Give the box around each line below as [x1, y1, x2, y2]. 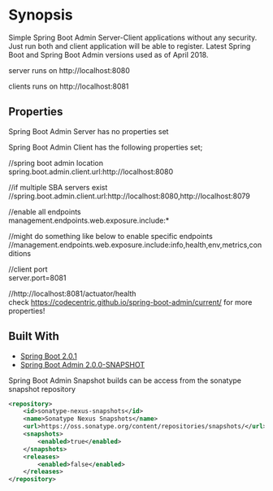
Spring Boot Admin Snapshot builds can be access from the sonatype [8, 376, 242, 385]
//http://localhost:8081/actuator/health [8, 289, 136, 298]
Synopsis [8, 6, 73, 24]
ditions [8, 248, 31, 258]
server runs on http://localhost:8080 [8, 65, 130, 75]
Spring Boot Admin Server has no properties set [8, 126, 169, 136]
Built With [8, 329, 59, 343]
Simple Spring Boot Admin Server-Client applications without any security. [8, 33, 258, 42]
